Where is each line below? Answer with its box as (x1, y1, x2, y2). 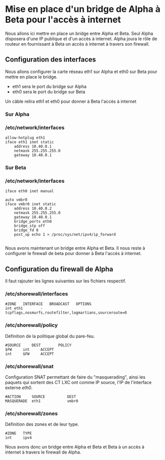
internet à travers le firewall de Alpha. (5, 449, 82, 455)
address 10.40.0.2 (14, 206, 52, 211)
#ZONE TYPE (5, 431, 32, 436)
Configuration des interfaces (5, 56, 96, 64)
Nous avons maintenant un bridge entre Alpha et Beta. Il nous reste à (5, 245, 145, 251)
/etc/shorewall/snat (5, 363, 54, 370)
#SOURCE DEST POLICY (5, 342, 72, 348)
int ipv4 (5, 435, 32, 440)
